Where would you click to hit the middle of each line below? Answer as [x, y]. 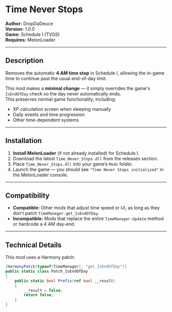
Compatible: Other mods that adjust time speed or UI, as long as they [86, 208]
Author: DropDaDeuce [29, 23]
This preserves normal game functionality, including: [61, 99]
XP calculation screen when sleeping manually [62, 109]
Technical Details [34, 245]
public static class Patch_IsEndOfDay [47, 272]
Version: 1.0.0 [20, 29]
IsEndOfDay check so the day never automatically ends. [63, 93]
